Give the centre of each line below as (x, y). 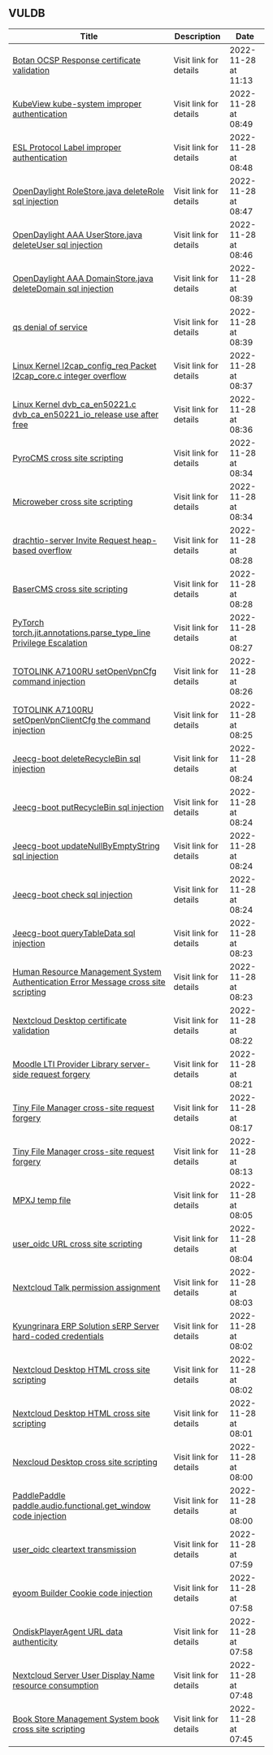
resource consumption (56, 1685)
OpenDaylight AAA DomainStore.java (83, 278)
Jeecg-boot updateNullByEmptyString (86, 845)
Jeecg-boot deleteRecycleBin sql (76, 759)
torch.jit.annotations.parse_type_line (82, 633)
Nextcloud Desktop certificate (70, 1020)
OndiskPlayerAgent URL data (68, 1632)
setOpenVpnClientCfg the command (82, 720)
